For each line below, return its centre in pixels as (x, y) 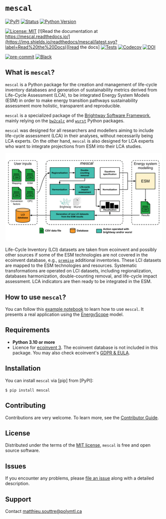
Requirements (27, 330)
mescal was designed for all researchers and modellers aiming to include (80, 130)
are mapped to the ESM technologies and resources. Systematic (71, 265)
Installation (23, 369)
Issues (16, 466)
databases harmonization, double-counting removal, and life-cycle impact (81, 276)
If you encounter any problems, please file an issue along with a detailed (80, 478)
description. (17, 484)
